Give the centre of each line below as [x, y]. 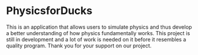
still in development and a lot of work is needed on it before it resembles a [96, 39]
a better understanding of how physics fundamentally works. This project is [98, 33]
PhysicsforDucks [49, 11]
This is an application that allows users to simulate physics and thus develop [99, 27]
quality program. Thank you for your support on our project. [79, 46]
